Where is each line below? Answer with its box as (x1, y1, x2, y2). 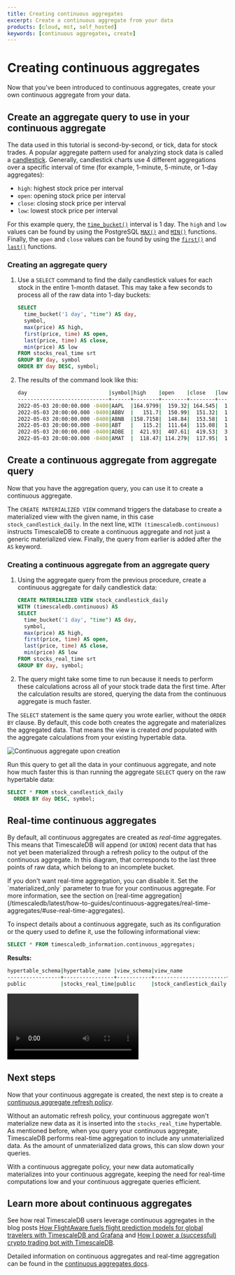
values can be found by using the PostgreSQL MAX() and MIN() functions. (7, 227, 218, 236)
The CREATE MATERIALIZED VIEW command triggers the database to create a (7, 505, 222, 513)
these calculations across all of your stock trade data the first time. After (17, 682, 226, 690)
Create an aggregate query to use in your (7, 111, 190, 123)
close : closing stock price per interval (17, 199, 126, 207)
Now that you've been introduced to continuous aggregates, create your (7, 84, 215, 92)
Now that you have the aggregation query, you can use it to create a (7, 483, 204, 492)
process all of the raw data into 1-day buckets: (17, 291, 151, 299)
